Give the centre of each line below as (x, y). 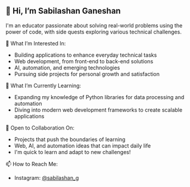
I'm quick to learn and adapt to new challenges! (72, 152)
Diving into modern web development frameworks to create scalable (98, 110)
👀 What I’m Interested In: (36, 43)
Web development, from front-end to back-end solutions (84, 61)
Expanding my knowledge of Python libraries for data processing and (99, 97)
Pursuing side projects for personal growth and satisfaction (87, 74)
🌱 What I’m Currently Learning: (43, 85)
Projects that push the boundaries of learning (70, 139)
